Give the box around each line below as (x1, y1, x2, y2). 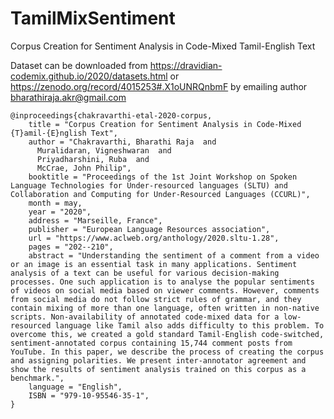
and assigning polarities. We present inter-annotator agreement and (10, 355, 307, 366)
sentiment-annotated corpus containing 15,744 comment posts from (10, 338, 293, 348)
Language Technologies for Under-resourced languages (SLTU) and (10, 180, 288, 191)
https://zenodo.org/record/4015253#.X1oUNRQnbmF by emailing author (10, 80, 308, 92)
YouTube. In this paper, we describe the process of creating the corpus (10, 347, 325, 357)
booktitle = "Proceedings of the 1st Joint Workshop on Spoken (28, 172, 298, 182)
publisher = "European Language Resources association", (28, 224, 271, 234)
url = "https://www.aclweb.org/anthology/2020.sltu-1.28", (28, 233, 280, 243)
